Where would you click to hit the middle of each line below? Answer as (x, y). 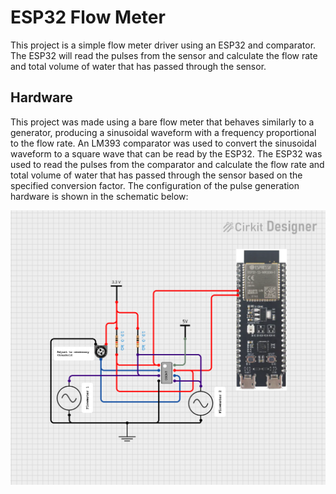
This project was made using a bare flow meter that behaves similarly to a (162, 122)
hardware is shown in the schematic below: (99, 196)
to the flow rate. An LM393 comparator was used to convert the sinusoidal (163, 143)
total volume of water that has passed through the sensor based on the (156, 175)
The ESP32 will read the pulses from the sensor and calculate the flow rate (164, 55)
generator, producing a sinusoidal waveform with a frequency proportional (163, 132)
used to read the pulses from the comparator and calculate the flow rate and (167, 164)
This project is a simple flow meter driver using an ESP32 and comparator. (163, 45)
